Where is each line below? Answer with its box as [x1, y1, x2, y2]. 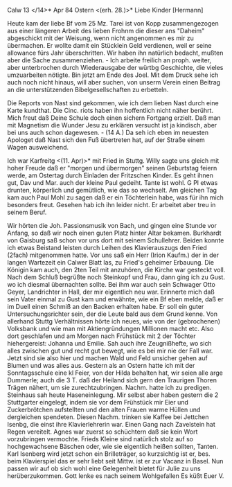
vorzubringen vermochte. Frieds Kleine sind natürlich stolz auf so [7, 435, 194, 443]
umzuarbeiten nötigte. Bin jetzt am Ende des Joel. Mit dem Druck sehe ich [7, 71, 219, 79]
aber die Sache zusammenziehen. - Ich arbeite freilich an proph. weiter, [7, 56, 212, 64]
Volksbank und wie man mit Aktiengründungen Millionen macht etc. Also [7, 325, 214, 333]
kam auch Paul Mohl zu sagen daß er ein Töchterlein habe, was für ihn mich [7, 193, 224, 202]
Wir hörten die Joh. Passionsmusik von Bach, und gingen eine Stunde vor [7, 222, 217, 229]
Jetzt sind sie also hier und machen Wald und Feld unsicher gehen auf [7, 354, 208, 362]
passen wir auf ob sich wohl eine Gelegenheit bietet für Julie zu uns [7, 464, 201, 472]
